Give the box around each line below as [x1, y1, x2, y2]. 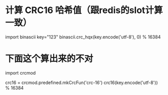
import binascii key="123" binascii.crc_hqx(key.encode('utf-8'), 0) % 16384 [5, 33, 161, 40]
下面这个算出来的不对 [5, 53, 94, 64]
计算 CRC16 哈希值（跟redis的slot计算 [5, 4, 163, 16]
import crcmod [5, 69, 36, 75]
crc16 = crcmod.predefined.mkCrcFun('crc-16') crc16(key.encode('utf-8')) [5, 79, 158, 85]
